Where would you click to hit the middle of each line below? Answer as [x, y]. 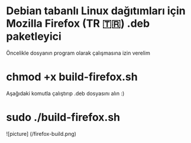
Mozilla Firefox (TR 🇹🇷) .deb [78, 23]
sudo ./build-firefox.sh [63, 117]
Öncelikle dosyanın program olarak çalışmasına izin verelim [78, 53]
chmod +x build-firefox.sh [72, 77]
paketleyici [34, 36]
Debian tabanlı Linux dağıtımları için [96, 11]
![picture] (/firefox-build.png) [41, 134]
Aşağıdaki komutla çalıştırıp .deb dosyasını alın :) [65, 93]
